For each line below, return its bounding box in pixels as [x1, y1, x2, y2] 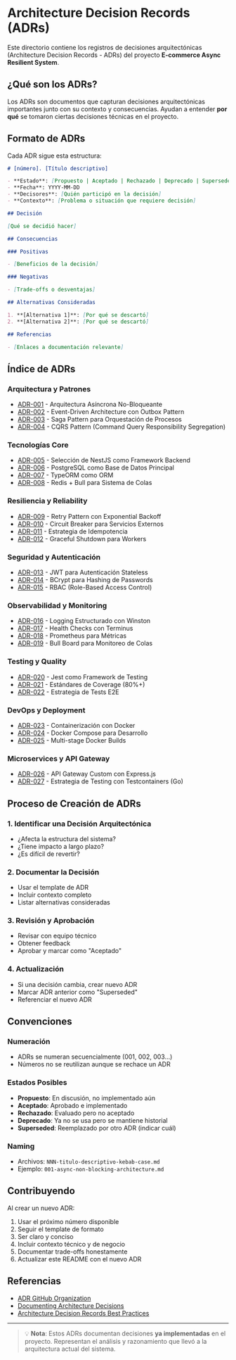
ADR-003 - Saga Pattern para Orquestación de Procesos [17, 415, 183, 424]
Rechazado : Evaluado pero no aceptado [17, 1109, 135, 1117]
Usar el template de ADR [17, 883, 89, 892]
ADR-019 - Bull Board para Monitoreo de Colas [17, 639, 153, 648]
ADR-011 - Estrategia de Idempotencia [17, 527, 128, 536]
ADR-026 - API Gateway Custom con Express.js [17, 769, 157, 779]
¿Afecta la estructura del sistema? [17, 834, 116, 843]
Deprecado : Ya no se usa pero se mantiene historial [17, 1116, 168, 1124]
